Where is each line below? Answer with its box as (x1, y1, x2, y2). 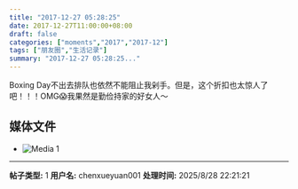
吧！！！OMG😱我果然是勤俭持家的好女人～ (9, 91, 169, 101)
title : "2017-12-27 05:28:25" (9, 12, 122, 22)
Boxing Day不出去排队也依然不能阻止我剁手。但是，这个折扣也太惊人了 (9, 80, 269, 90)
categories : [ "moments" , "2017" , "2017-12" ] (9, 37, 169, 47)
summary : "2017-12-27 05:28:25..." (9, 54, 141, 63)
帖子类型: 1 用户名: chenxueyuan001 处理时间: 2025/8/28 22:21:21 (9, 169, 250, 180)
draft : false (9, 29, 58, 38)
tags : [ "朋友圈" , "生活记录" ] (9, 46, 108, 55)
